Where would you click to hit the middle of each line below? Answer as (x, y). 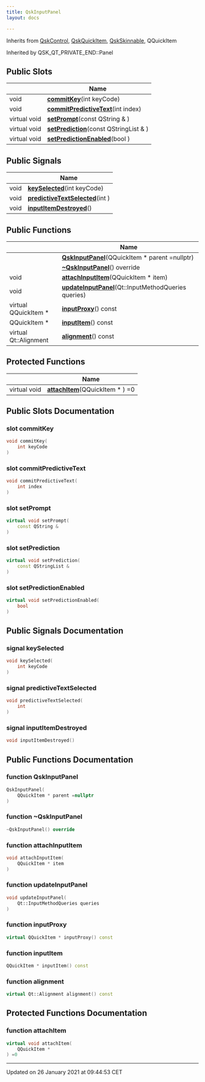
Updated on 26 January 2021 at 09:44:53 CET (65, 1072)
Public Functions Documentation (70, 760)
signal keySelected (35, 648)
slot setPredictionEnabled (45, 587)
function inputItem (34, 953)
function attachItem (37, 1031)
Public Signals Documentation (65, 631)
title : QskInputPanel (34, 12)
